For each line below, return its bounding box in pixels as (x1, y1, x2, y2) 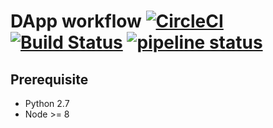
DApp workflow (10, 10, 142, 33)
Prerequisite (10, 71, 89, 88)
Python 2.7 (24, 98, 70, 109)
